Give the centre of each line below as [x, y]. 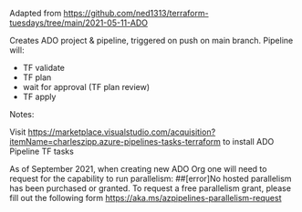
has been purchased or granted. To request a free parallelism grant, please [151, 188]
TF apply [39, 96]
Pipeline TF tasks [42, 151]
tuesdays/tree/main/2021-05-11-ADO [79, 23]
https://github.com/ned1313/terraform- [136, 13]
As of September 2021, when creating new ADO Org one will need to [138, 169]
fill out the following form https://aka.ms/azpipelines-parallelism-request [146, 198]
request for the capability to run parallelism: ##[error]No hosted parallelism [151, 178]
